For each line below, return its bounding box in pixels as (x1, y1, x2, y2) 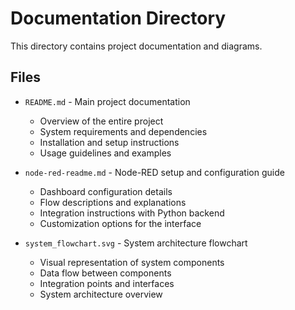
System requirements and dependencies (39, 125, 208, 137)
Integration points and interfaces (39, 277, 175, 289)
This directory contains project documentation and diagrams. (10, 40, 263, 52)
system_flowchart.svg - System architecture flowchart (24, 237, 248, 249)
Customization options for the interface (39, 217, 202, 229)
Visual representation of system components (39, 256, 225, 268)
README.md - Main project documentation (24, 95, 191, 107)
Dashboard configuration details (39, 185, 173, 197)
